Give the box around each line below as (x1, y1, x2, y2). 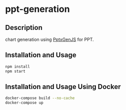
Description (5, 23, 42, 32)
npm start (5, 69, 26, 74)
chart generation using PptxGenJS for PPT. (5, 36, 94, 42)
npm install (5, 64, 30, 69)
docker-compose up (5, 101, 43, 106)
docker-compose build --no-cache (5, 96, 75, 101)
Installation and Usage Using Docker (5, 82, 121, 91)
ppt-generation (5, 3, 70, 15)
